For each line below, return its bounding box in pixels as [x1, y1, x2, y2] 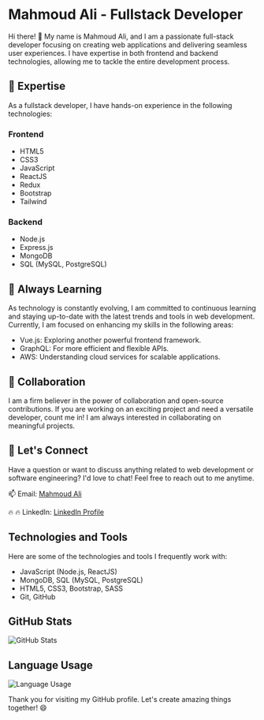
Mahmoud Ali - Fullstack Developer [8, 6, 244, 24]
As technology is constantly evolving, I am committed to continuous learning [8, 304, 256, 313]
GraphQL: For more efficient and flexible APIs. [19, 344, 169, 353]
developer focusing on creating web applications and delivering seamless [8, 39, 247, 49]
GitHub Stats [8, 614, 73, 628]
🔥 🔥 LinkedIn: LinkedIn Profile [8, 507, 105, 517]
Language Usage [8, 658, 93, 672]
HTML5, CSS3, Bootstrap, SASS [19, 584, 124, 593]
